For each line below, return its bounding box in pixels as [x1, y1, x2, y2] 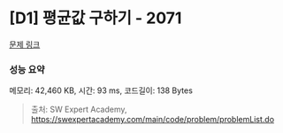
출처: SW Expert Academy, [30, 104, 127, 115]
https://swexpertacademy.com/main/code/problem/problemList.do [30, 114, 275, 125]
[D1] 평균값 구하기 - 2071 [9, 8, 182, 28]
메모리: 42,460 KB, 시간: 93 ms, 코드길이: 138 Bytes [9, 85, 193, 96]
